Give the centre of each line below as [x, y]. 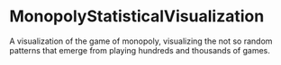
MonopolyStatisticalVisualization [137, 16]
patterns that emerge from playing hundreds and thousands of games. [140, 50]
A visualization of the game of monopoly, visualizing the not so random [141, 41]
